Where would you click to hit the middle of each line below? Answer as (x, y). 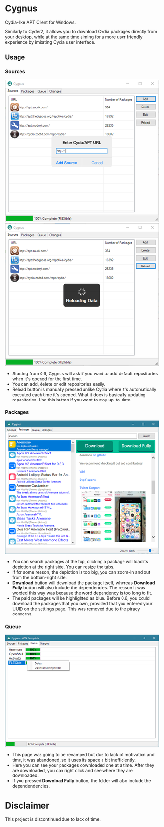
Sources (15, 72)
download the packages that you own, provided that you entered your (82, 603)
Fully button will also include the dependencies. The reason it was (79, 587)
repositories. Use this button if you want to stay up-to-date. (72, 400)
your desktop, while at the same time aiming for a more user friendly (74, 37)
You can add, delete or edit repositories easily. (59, 384)
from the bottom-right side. (40, 577)
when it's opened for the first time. (47, 379)
